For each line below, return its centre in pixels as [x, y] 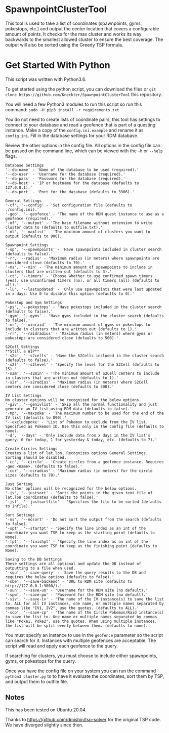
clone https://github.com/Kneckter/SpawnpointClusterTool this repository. [84, 94]
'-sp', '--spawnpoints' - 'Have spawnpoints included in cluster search [83, 249]
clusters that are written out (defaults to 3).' [59, 272]
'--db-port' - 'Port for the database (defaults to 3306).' [70, 192]
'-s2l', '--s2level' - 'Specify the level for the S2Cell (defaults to [82, 364]
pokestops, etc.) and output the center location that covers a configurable [82, 28]
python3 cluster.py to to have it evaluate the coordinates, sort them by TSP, [85, 676]
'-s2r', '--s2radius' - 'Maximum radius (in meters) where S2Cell [77, 382]
